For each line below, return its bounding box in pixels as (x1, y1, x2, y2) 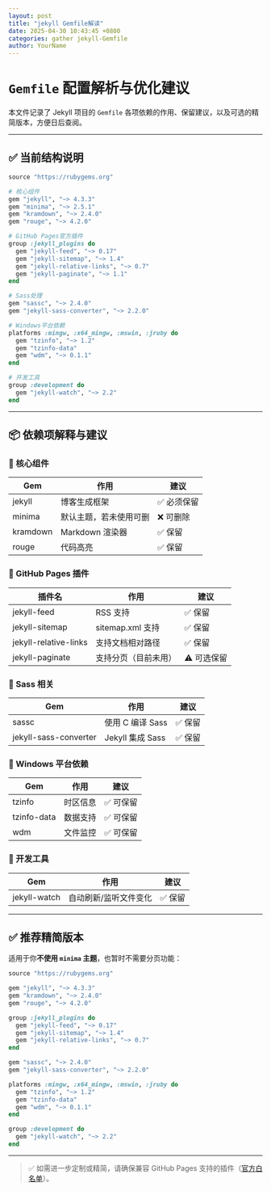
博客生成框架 (60, 496, 110, 507)
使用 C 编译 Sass (104, 717, 168, 728)
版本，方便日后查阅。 (15, 118, 86, 128)
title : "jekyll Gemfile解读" (8, 19, 104, 27)
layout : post (8, 11, 52, 20)
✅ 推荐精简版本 (8, 930, 84, 944)
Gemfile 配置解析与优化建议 (8, 79, 190, 98)
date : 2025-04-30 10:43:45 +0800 (8, 27, 121, 35)
